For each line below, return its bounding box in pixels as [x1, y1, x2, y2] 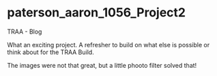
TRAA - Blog [7, 27, 42, 36]
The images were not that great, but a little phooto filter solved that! [7, 61, 197, 69]
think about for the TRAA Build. [7, 48, 94, 56]
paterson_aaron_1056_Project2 [7, 5, 186, 21]
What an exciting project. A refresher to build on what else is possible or [7, 40, 210, 49]
